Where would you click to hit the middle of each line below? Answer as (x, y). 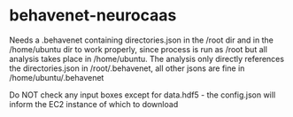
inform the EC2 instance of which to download (94, 104)
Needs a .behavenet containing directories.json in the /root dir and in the (142, 40)
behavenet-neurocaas (93, 16)
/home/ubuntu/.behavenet (57, 77)
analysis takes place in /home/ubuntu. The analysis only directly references (147, 58)
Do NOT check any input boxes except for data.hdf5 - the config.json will (143, 95)
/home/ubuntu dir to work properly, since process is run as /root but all (139, 49)
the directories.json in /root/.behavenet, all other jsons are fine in (127, 68)
